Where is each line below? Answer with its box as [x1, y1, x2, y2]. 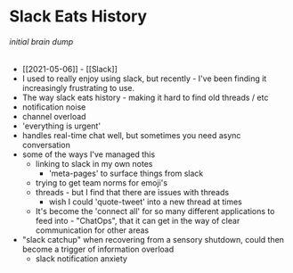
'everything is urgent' [21, 120, 101, 131]
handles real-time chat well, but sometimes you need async [21, 130, 241, 141]
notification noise [21, 102, 86, 112]
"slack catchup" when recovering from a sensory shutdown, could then [21, 235, 285, 245]
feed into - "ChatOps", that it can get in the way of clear [35, 216, 240, 227]
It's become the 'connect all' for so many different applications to [35, 206, 275, 217]
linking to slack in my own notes [35, 159, 153, 170]
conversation [21, 140, 71, 151]
